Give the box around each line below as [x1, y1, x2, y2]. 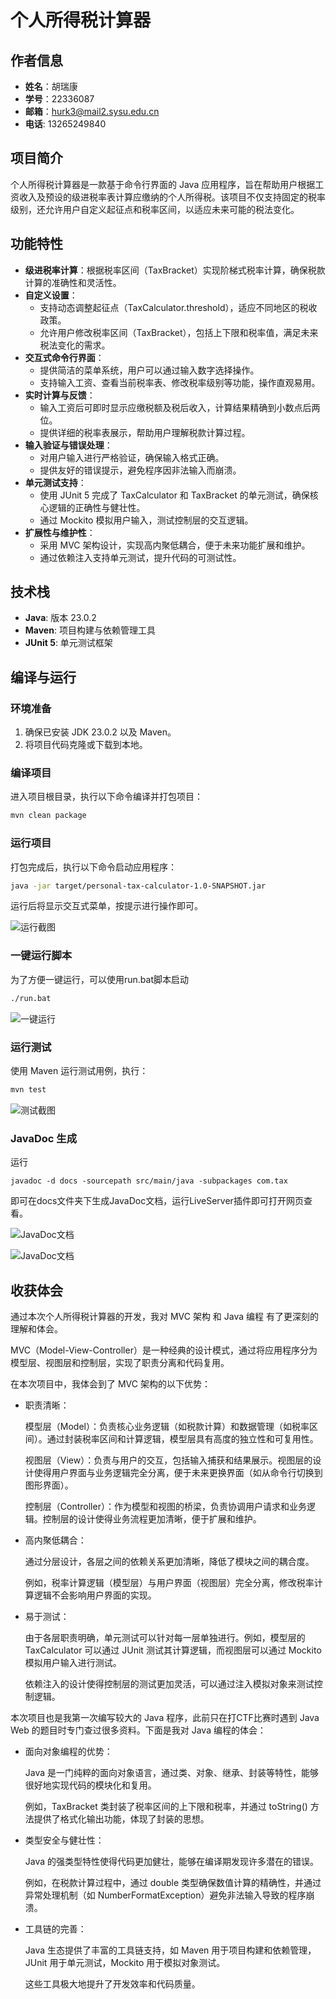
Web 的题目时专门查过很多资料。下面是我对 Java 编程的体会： [10, 1724, 267, 1736]
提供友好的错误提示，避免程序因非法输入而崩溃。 [39, 464, 242, 476]
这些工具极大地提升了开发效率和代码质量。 [24, 1977, 201, 1990]
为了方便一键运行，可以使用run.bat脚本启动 [10, 973, 190, 985]
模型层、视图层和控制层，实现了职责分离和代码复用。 [10, 1356, 230, 1368]
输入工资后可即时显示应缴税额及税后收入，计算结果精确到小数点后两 [39, 401, 321, 413]
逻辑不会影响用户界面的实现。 [33, 1589, 157, 1601]
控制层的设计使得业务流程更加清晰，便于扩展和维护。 [42, 1512, 262, 1525]
